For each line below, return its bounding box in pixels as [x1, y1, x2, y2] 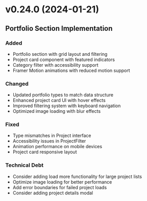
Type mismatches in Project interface [12, 132, 91, 139]
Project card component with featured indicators [12, 56, 115, 63]
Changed [5, 80, 29, 87]
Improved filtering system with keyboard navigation [12, 103, 121, 109]
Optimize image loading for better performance [12, 178, 112, 185]
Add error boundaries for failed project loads [12, 184, 107, 190]
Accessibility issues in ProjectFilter [12, 138, 86, 144]
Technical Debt [5, 162, 44, 169]
